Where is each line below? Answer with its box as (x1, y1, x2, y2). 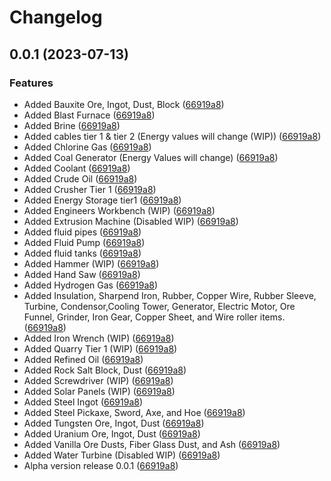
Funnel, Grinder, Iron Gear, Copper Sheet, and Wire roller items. (23, 311, 286, 323)
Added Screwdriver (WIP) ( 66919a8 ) (23, 374, 174, 386)
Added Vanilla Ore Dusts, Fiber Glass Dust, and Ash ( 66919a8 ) (23, 438, 281, 450)
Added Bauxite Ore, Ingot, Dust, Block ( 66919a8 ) (23, 98, 225, 110)
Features (9, 76, 54, 90)
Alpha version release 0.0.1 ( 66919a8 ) (23, 459, 179, 471)
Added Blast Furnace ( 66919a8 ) (23, 109, 156, 121)
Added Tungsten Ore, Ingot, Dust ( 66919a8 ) (23, 417, 205, 429)
